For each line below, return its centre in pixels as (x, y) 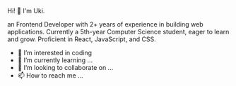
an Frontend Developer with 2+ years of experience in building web (105, 24)
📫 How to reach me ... (50, 76)
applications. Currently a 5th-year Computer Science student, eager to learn (118, 32)
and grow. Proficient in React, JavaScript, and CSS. (82, 39)
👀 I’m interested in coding (55, 53)
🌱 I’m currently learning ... (55, 60)
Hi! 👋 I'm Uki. (26, 11)
